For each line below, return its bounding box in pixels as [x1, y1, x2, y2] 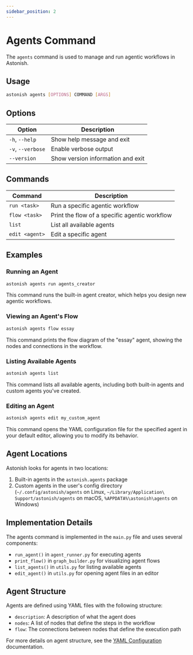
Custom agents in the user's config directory [14, 482, 123, 489]
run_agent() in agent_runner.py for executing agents [14, 551, 142, 558]
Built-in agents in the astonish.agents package [14, 476, 127, 483]
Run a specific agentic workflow [50, 202, 139, 210]
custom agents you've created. [6, 387, 81, 394]
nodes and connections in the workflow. [6, 342, 102, 349]
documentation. [6, 643, 44, 650]
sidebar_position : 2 [6, 8, 57, 15]
